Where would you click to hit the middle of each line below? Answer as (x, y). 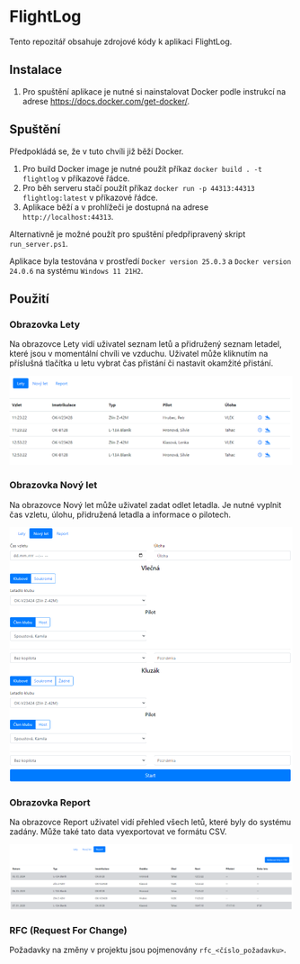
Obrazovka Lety (45, 324)
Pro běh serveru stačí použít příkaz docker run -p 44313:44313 (139, 187)
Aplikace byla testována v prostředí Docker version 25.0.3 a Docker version (150, 261)
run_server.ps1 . (39, 243)
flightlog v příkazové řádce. (76, 178)
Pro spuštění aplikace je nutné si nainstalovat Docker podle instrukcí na (154, 91)
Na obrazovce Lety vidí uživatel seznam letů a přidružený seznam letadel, (146, 344)
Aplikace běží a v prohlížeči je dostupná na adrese (115, 207)
